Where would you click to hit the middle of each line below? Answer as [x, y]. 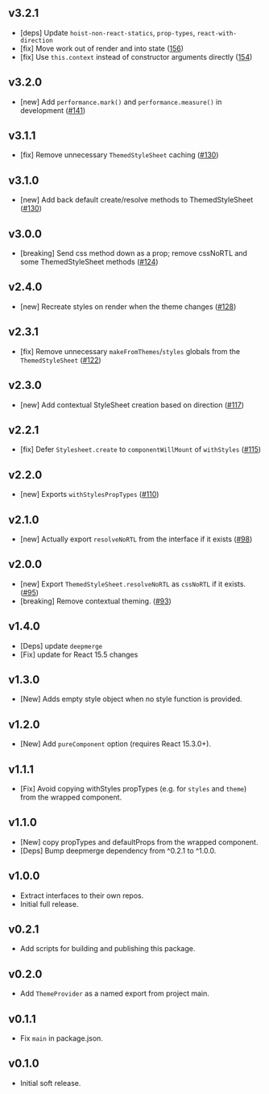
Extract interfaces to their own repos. [82, 896]
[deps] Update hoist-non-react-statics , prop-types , [108, 32]
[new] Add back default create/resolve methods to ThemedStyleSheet [137, 200]
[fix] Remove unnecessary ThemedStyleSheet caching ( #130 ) [119, 155]
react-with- [217, 33]
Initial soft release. [50, 1083]
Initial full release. [49, 904]
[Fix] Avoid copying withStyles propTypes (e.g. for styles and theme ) [133, 789]
